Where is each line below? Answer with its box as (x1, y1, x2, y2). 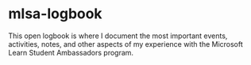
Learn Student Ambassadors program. (8, 48, 133, 57)
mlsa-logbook (8, 5, 102, 23)
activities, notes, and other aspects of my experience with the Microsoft (8, 39, 244, 48)
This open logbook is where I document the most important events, (8, 31, 228, 40)
